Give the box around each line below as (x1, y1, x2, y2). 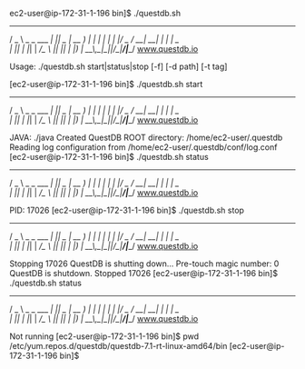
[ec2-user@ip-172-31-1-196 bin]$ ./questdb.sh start (9, 79, 203, 89)
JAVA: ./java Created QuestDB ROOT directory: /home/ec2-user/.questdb (9, 132, 283, 143)
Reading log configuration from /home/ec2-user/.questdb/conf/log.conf (9, 142, 278, 153)
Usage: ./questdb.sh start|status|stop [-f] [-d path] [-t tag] (9, 61, 228, 72)
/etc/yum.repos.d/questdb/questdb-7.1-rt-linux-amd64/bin (9, 341, 228, 351)
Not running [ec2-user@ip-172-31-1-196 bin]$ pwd (9, 331, 200, 342)
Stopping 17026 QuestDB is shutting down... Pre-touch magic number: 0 (9, 258, 280, 269)
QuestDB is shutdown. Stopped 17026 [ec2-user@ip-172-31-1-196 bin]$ (9, 268, 279, 278)
